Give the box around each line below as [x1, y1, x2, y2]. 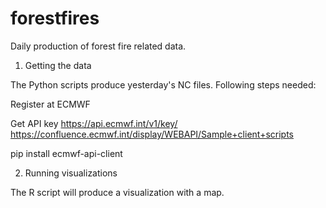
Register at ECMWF [10, 98, 91, 110]
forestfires [10, 7, 100, 30]
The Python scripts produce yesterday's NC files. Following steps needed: [10, 78, 317, 91]
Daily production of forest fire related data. [10, 40, 187, 52]
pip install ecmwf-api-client [10, 147, 123, 159]
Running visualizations [24, 167, 118, 179]
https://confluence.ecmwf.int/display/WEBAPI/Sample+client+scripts [10, 128, 294, 140]
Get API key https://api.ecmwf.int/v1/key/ [10, 117, 178, 129]
